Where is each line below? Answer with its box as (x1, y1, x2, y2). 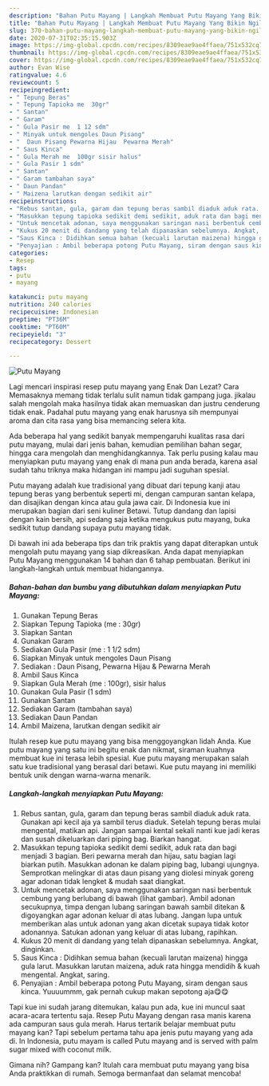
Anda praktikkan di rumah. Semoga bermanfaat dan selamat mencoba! (9, 1068, 242, 1078)
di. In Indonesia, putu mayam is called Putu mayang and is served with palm (9, 1037, 259, 1046)
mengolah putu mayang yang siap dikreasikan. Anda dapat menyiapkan (9, 547, 244, 557)
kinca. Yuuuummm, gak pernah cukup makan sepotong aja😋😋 (20, 987, 229, 997)
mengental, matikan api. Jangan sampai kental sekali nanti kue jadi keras (20, 826, 260, 835)
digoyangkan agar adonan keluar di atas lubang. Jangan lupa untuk (20, 910, 243, 920)
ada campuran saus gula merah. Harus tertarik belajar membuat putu (9, 1019, 236, 1029)
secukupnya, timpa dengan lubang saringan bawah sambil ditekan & (20, 902, 246, 912)
